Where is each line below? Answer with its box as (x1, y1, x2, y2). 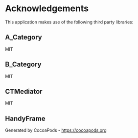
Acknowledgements (5, 3, 89, 14)
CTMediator (5, 87, 43, 96)
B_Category (5, 60, 42, 69)
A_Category (5, 33, 43, 41)
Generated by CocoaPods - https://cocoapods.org (5, 127, 107, 133)
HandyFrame (5, 114, 46, 122)
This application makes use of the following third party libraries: (5, 19, 134, 25)
